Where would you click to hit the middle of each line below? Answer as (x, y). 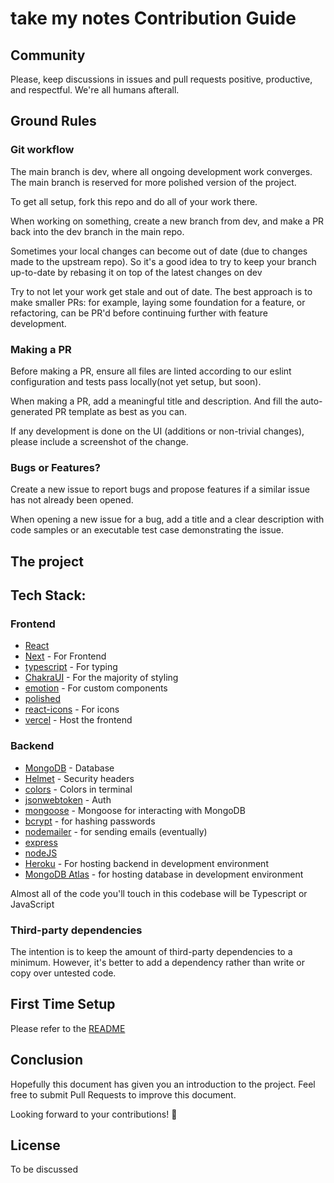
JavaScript (32, 904)
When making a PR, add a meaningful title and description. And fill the (154, 401)
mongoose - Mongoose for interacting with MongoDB (135, 810)
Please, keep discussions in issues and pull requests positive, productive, (161, 79)
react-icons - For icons (72, 709)
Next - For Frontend (65, 656)
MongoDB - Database (69, 768)
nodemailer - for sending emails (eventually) (116, 831)
